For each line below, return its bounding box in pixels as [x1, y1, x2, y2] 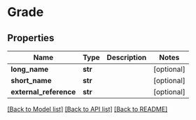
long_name [10, 64, 49, 74]
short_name [10, 76, 52, 85]
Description [106, 53, 147, 62]
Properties [7, 32, 55, 44]
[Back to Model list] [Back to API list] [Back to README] [7, 105, 168, 113]
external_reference [10, 87, 76, 96]
